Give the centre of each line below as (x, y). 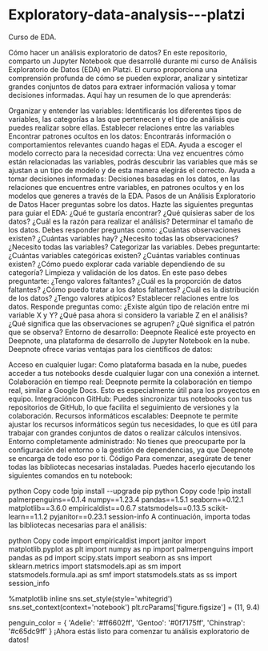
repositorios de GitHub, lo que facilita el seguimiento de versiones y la (124, 407)
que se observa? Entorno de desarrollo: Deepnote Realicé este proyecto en (132, 332)
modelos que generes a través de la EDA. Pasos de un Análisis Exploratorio (132, 196)
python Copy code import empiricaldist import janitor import (107, 540)
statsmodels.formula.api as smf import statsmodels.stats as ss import (123, 574)
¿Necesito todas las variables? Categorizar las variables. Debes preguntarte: (134, 247)
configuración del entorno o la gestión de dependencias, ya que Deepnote (131, 450)
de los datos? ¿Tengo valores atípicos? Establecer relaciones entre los (124, 297)
